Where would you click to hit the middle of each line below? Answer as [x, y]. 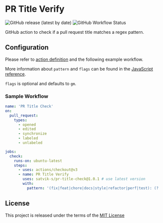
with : [28, 184]
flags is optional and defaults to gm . [41, 83]
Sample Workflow [27, 96]
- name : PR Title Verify [43, 174]
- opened [27, 124]
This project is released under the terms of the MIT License [65, 215]
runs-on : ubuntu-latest [38, 161]
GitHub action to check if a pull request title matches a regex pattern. [75, 32]
